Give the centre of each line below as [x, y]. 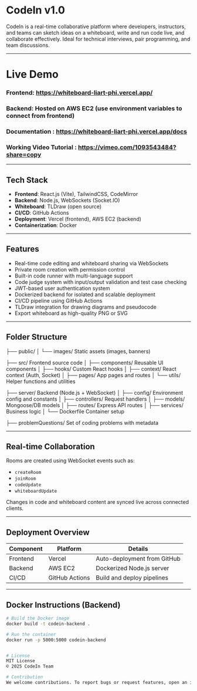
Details [138, 549]
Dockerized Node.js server [133, 568]
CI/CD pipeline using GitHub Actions [58, 300]
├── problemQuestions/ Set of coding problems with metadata [82, 422]
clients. [15, 509]
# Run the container [31, 634]
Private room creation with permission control [69, 269]
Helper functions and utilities [41, 381]
